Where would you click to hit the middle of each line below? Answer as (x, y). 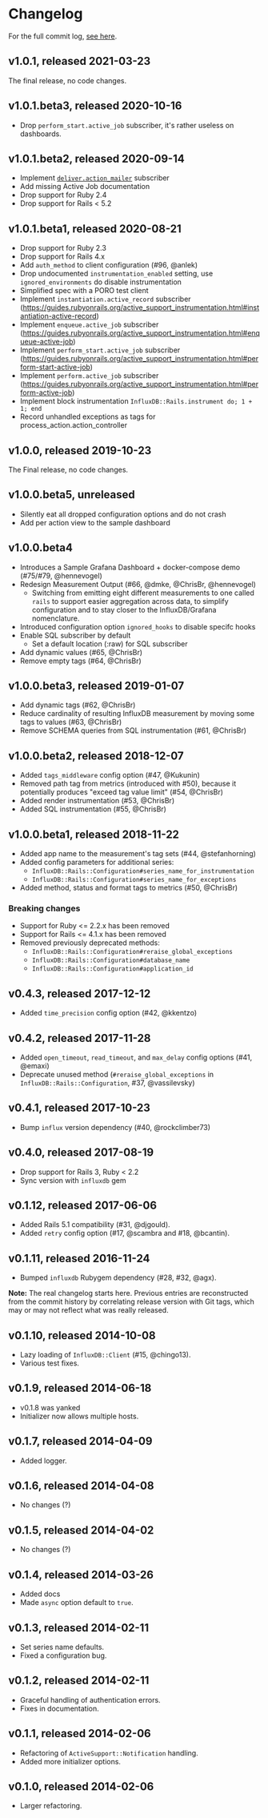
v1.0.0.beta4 (41, 548)
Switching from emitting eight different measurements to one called (143, 593)
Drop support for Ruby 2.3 (63, 248)
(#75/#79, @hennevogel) (61, 575)
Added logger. (43, 1460)
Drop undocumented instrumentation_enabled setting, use (116, 274)
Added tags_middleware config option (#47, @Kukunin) (110, 775)
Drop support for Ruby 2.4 (63, 195)
